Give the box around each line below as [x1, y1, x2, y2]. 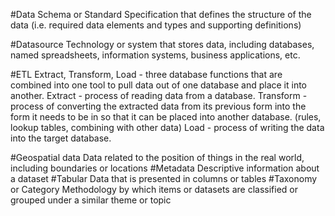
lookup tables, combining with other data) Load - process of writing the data [10, 122, 325, 133]
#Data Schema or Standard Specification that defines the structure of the [10, 9, 312, 20]
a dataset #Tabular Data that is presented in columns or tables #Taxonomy [10, 173, 318, 184]
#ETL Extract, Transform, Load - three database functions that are [10, 69, 283, 80]
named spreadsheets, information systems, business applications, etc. [10, 49, 301, 61]
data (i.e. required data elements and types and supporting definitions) [10, 19, 302, 31]
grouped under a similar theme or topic [10, 194, 172, 206]
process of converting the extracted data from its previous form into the [10, 100, 307, 112]
